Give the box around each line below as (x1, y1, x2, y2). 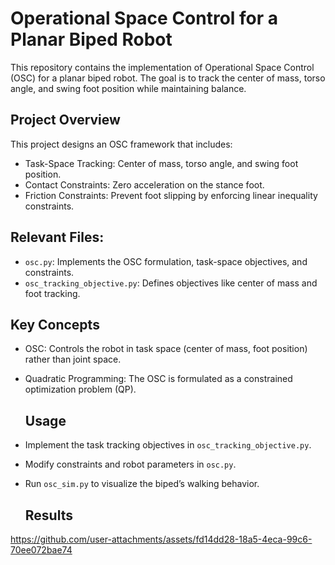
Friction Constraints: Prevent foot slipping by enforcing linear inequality (24, 189, 318, 201)
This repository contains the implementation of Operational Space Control (10, 61, 315, 73)
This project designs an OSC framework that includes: (10, 138, 233, 150)
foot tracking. (24, 287, 81, 299)
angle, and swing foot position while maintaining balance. (10, 82, 247, 94)
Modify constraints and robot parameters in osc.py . (24, 458, 237, 471)
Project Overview (10, 112, 121, 129)
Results (24, 507, 73, 524)
